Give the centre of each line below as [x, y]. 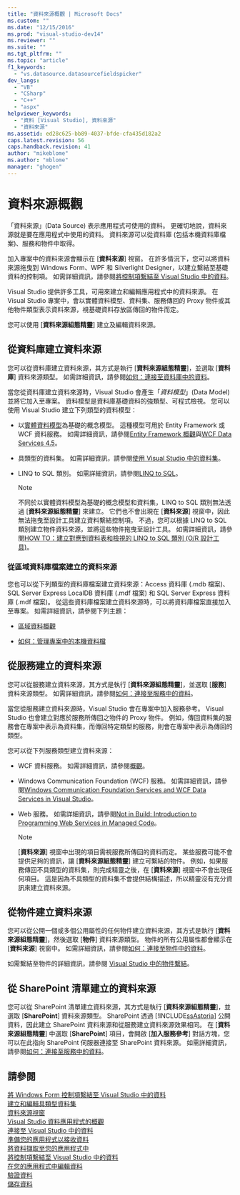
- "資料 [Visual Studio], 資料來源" [65, 120]
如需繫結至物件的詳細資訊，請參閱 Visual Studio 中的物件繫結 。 [100, 964]
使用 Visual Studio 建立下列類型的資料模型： [72, 410]
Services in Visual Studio [54, 799]
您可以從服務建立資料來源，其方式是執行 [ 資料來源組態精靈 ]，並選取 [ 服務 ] [117, 684]
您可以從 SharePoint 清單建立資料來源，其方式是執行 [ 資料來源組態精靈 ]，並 [119, 1007]
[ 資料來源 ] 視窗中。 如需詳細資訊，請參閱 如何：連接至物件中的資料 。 [109, 949]
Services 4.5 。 [39, 443]
